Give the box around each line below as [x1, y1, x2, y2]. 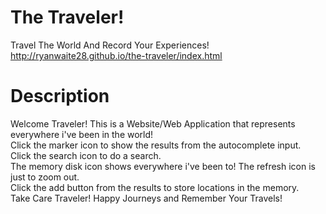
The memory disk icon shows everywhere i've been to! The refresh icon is [10, 160, 316, 172]
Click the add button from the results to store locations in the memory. [10, 181, 300, 193]
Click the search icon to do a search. [10, 149, 162, 161]
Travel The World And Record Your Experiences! [10, 39, 210, 51]
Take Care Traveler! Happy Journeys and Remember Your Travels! [10, 192, 283, 204]
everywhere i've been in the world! [10, 128, 154, 140]
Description [10, 85, 110, 108]
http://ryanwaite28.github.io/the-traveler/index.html [10, 49, 223, 61]
